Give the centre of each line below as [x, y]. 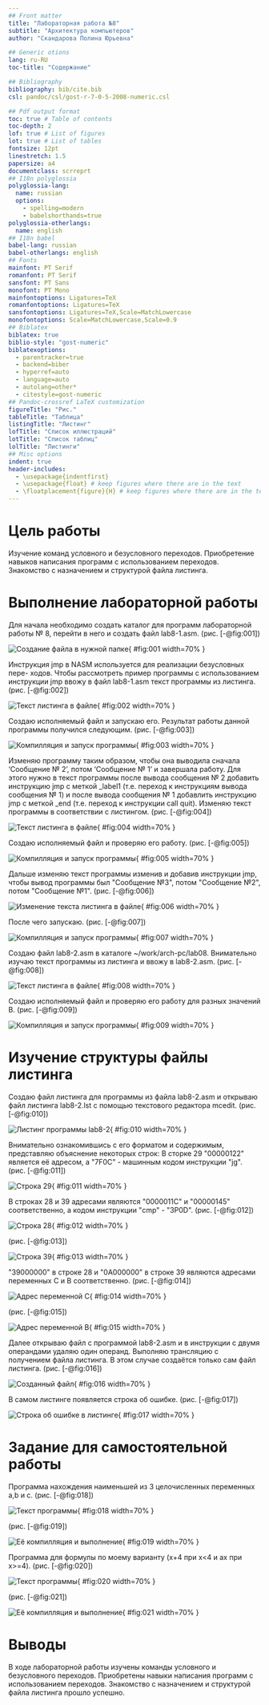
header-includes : [37, 469]
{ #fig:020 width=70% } [116, 1581]
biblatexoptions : [37, 349]
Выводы [37, 1644]
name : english [39, 230]
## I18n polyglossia [43, 178]
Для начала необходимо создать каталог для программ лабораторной [130, 624]
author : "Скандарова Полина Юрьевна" [71, 38]
